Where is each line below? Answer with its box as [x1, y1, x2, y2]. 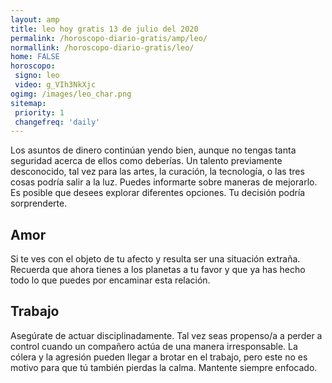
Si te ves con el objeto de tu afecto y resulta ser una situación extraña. [10, 253, 301, 265]
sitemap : [10, 98, 47, 108]
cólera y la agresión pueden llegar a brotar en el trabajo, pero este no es [10, 351, 308, 363]
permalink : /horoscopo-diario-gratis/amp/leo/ [10, 33, 208, 43]
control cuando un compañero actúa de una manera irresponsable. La [10, 340, 298, 352]
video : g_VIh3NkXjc [14, 80, 97, 90]
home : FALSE [10, 52, 60, 62]
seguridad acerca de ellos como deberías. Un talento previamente [10, 155, 283, 167]
